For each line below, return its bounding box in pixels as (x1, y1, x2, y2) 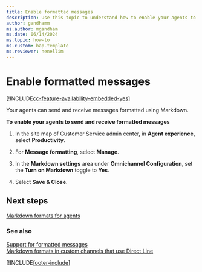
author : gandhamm (6, 20, 50, 26)
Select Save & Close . (15, 178, 68, 185)
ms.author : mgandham (6, 25, 59, 32)
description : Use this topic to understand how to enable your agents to (6, 15, 197, 21)
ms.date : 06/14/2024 (6, 32, 59, 38)
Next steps (6, 195, 48, 206)
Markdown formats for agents (6, 212, 80, 219)
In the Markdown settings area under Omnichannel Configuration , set (15, 160, 193, 167)
